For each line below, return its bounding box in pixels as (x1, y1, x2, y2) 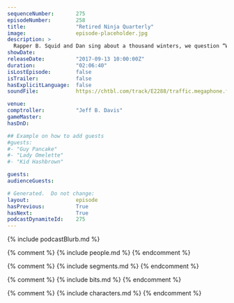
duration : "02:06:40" (7, 62, 108, 69)
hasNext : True (7, 210, 89, 217)
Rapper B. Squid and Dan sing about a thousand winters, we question (13, 42, 219, 49)
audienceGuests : (7, 178, 54, 185)
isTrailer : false (7, 75, 92, 82)
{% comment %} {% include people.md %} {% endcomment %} (7, 249, 191, 257)
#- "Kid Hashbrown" (7, 158, 64, 166)
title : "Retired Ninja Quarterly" (7, 23, 155, 30)
